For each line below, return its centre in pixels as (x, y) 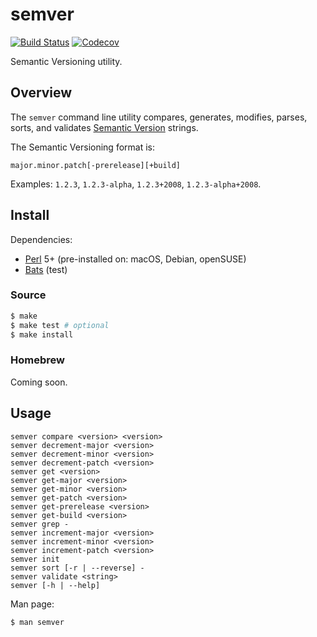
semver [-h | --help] (55, 585)
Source (28, 295)
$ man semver (37, 622)
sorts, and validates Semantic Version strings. (104, 127)
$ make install (42, 334)
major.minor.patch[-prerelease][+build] (96, 165)
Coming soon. (39, 382)
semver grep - (40, 524)
